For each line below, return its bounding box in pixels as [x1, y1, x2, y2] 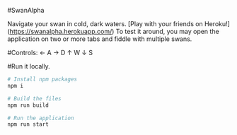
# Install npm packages [7, 76, 78, 83]
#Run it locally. [7, 62, 51, 70]
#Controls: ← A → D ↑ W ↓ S [7, 49, 93, 57]
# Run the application [7, 115, 74, 122]
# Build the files [7, 95, 62, 102]
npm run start [7, 121, 50, 128]
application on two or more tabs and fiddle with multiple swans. [7, 35, 192, 43]
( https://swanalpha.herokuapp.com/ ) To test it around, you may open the [7, 28, 219, 35]
